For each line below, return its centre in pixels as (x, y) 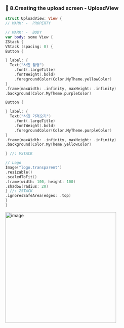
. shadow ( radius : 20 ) (27, 186)
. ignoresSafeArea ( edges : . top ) (38, 196)
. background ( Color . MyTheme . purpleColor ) (49, 93)
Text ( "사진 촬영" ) (27, 65)
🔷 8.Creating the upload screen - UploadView (62, 8)
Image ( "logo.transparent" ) (34, 168)
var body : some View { (29, 37)
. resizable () (19, 172)
